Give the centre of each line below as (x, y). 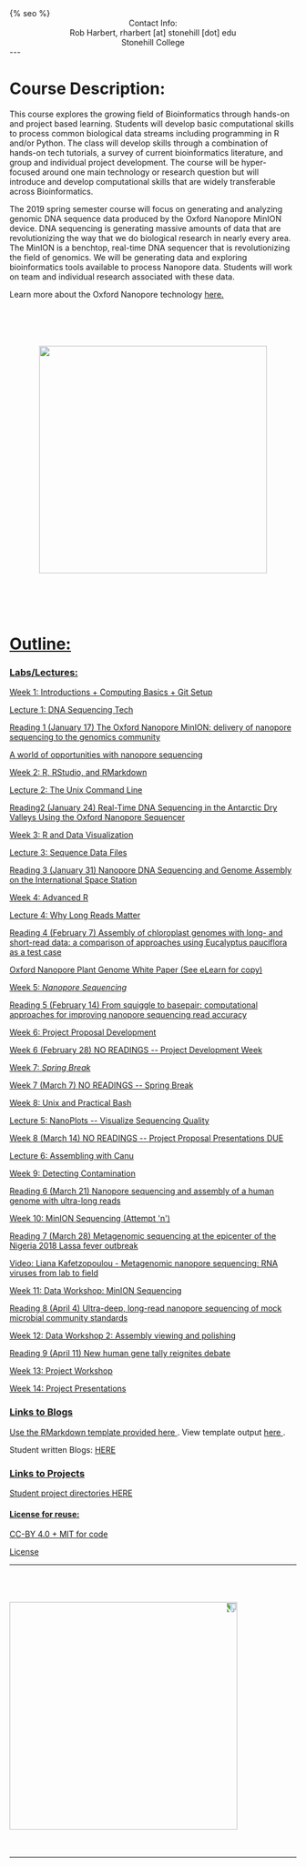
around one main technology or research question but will (151, 172)
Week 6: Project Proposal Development (83, 1032)
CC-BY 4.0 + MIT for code (59, 1534)
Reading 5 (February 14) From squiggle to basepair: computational (133, 1005)
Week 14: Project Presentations (68, 1389)
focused (25, 172)
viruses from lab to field (54, 1273)
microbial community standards (69, 1318)
